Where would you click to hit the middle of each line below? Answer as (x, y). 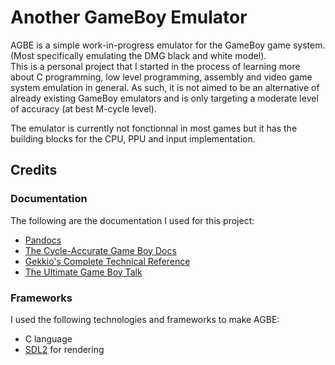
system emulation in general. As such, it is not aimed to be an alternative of (165, 87)
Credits (34, 170)
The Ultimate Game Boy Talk (83, 272)
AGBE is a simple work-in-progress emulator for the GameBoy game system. (168, 45)
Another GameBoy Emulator (129, 17)
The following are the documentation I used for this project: (132, 220)
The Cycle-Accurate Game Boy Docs (100, 250)
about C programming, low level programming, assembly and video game (161, 77)
